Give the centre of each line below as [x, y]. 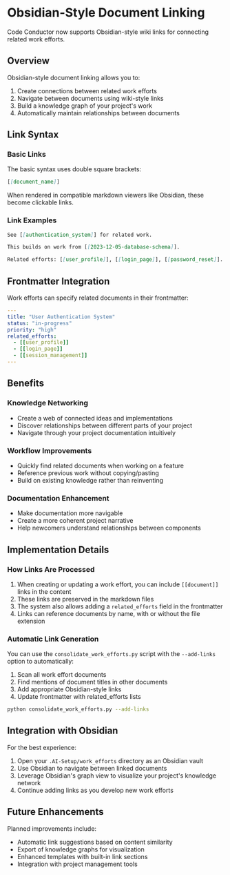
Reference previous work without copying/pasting [88, 473]
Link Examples [32, 220]
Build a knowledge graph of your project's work [85, 106]
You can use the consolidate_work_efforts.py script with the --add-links [111, 654]
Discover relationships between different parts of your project [105, 425]
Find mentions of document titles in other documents [92, 682]
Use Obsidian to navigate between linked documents [92, 768]
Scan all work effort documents [62, 675]
